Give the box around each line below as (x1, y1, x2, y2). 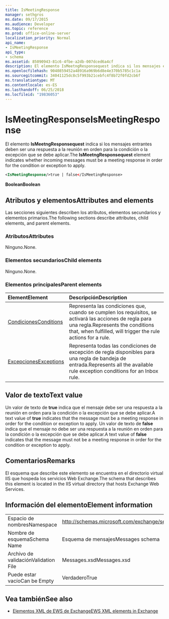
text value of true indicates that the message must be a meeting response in (5, 415, 163, 421)
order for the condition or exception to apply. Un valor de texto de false (5, 420, 153, 427)
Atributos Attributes (5, 233, 54, 240)
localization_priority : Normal (5, 36, 71, 41)
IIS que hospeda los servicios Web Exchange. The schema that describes (5, 475, 156, 481)
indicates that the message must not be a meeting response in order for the (5, 436, 162, 442)
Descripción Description (68, 294, 127, 301)
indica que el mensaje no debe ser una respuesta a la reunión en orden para (5, 426, 163, 432)
